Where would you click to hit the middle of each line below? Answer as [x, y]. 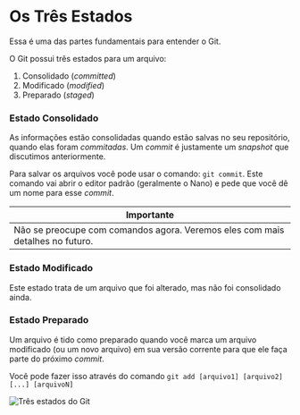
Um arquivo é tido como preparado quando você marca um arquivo [133, 339]
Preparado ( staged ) [58, 95]
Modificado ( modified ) [63, 85]
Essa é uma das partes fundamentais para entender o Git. [115, 41]
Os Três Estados [71, 17]
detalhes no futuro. [54, 241]
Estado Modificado [51, 268]
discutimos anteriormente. [58, 157]
